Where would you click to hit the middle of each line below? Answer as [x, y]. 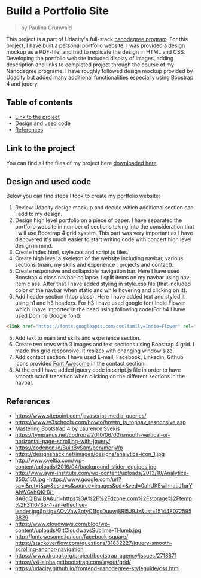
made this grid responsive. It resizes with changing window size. [95, 351]
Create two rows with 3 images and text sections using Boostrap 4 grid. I [104, 345]
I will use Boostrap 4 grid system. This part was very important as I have [104, 233]
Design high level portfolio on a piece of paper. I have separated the [98, 220]
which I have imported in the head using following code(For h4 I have [100, 309]
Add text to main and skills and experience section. [78, 338]
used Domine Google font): [48, 316]
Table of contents [39, 103]
